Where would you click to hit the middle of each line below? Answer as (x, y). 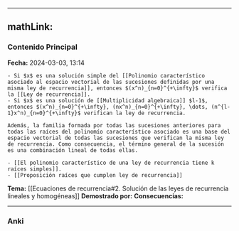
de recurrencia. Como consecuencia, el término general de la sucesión (116, 144)
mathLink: (30, 27)
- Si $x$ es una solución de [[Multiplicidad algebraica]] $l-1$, (108, 100)
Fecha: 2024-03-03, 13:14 (46, 63)
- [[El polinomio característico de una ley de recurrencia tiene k (111, 163)
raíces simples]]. (34, 169)
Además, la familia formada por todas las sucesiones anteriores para (114, 125)
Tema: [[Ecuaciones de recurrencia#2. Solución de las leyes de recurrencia (118, 188)
